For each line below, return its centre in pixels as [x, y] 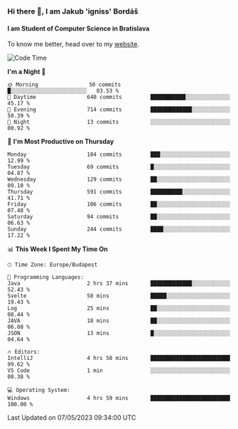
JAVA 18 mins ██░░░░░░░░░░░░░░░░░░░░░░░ [119, 321]
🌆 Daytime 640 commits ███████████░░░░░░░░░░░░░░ [119, 97]
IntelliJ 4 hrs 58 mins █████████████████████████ [119, 359]
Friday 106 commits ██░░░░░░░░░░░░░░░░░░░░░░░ [119, 205]
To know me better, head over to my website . [74, 44]
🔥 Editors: [24, 352]
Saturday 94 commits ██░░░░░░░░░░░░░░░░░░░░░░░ [119, 217]
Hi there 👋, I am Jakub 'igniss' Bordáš [73, 11]
